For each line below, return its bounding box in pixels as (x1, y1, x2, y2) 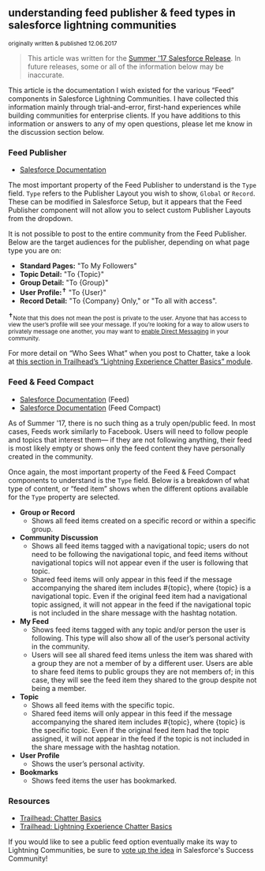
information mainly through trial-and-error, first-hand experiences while (8, 102, 241, 111)
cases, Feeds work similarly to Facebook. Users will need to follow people (8, 426, 248, 436)
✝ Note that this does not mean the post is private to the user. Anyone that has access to (8, 311, 247, 322)
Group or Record (19, 507, 76, 517)
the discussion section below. (8, 127, 105, 136)
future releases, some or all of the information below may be (27, 62, 224, 71)
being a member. (31, 683, 87, 693)
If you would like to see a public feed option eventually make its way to (8, 837, 238, 847)
